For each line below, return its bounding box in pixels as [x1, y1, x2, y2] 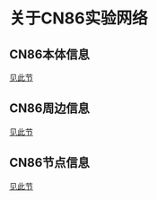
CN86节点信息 [9, 155, 90, 170]
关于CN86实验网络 [9, 8, 148, 29]
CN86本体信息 [9, 47, 90, 62]
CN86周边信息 [9, 100, 90, 117]
